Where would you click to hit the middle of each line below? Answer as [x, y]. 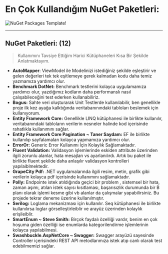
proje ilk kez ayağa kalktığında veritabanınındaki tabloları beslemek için [85, 107]
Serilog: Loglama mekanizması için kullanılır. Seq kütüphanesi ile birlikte [86, 203]
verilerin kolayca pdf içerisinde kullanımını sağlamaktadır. [71, 176]
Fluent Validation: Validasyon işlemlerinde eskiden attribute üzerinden [85, 150]
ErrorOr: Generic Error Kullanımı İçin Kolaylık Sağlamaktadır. [74, 145]
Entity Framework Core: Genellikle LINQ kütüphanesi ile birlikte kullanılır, [87, 118]
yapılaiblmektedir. [30, 166]
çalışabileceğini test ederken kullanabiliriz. [56, 97]
